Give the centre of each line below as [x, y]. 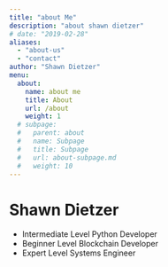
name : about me [53, 91]
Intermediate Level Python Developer [89, 234]
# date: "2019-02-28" [49, 34]
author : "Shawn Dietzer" [55, 67]
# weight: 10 [45, 166]
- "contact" [39, 59]
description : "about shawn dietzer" [76, 26]
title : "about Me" [43, 17]
